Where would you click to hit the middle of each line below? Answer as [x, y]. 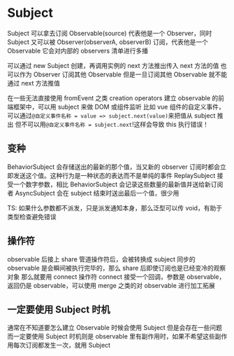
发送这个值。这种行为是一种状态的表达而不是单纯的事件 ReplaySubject [114, 175]
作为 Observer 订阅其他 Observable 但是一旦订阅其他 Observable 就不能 [123, 74]
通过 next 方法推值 [34, 83]
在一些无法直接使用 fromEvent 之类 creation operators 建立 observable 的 [113, 98]
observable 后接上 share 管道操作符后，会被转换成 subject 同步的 [101, 259]
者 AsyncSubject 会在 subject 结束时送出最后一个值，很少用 [93, 193]
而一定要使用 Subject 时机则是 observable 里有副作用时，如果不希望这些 [111, 336]
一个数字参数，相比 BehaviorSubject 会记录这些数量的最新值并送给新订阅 [118, 184]
